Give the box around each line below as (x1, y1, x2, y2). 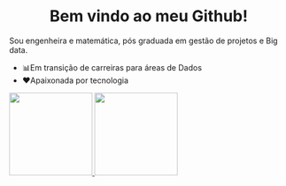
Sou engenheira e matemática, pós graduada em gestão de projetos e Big (9, 35, 278, 46)
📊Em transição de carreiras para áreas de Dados (21, 62, 202, 72)
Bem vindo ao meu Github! (50, 6, 248, 26)
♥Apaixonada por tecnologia (21, 75, 129, 86)
